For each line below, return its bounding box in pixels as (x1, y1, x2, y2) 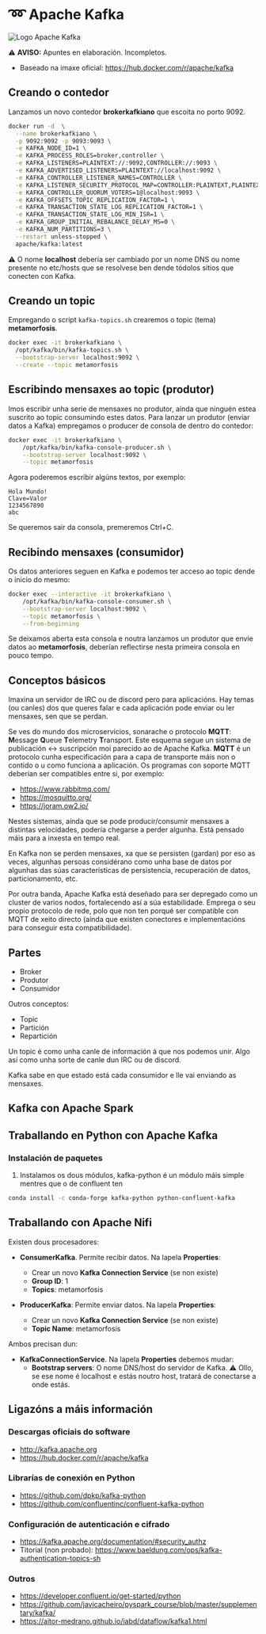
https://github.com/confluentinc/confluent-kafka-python (19, 1499, 204, 1508)
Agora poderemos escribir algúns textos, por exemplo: (8, 473, 186, 482)
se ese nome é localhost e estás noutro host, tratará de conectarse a (31, 1371, 256, 1381)
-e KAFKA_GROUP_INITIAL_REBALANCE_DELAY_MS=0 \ (15, 218, 176, 227)
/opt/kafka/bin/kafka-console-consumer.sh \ (22, 597, 172, 605)
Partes (8, 946, 42, 959)
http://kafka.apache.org (19, 1444, 97, 1454)
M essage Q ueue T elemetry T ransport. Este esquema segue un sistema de (8, 735, 252, 745)
